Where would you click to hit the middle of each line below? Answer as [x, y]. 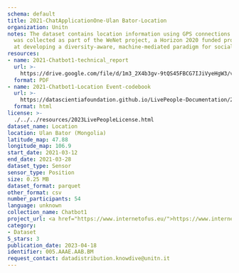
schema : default [31, 14]
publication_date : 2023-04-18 [52, 245]
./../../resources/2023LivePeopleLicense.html [84, 119]
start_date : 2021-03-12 [43, 153]
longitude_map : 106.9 [39, 146]
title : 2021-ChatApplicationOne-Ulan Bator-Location [87, 21]
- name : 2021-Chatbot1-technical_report [68, 60]
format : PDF [32, 80]
